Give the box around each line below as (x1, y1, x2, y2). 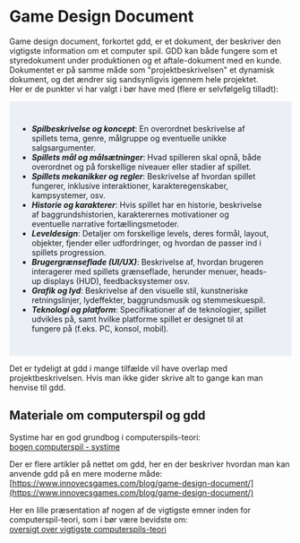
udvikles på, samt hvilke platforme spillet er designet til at (31, 314, 244, 324)
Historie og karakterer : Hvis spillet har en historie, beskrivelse (31, 199, 262, 210)
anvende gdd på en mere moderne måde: (9, 468, 163, 478)
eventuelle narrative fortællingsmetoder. (31, 218, 180, 229)
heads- (240, 266, 267, 277)
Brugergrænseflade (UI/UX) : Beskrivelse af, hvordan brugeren (31, 256, 264, 267)
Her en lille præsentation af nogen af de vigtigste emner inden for (9, 504, 252, 515)
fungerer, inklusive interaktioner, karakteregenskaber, (31, 180, 229, 191)
